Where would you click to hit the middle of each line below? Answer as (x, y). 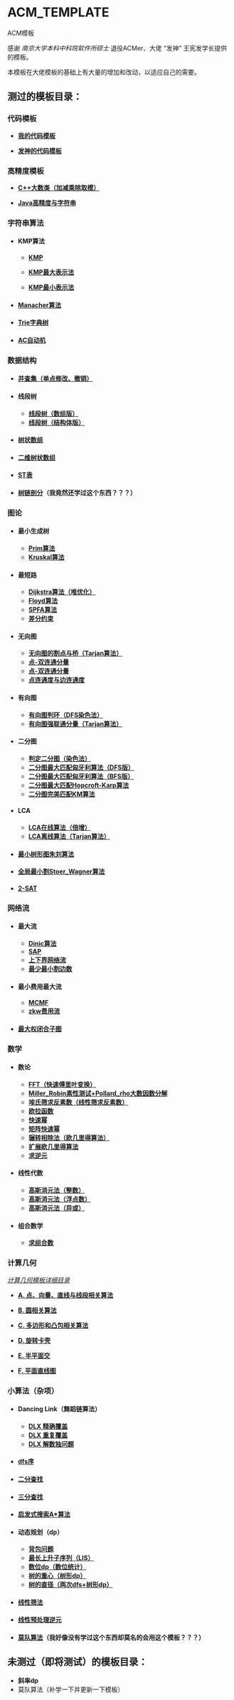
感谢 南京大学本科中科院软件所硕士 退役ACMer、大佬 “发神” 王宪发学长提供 (117, 48)
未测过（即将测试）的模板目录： (78, 1662)
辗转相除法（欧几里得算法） (69, 1137)
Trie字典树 (33, 323)
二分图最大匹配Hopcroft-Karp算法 (79, 785)
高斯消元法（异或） (57, 1208)
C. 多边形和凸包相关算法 (53, 1325)
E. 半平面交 (34, 1355)
